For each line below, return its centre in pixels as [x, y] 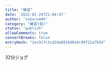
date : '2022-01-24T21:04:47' [35, 14]
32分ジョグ [17, 57]
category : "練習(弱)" [26, 24]
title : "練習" [19, 10]
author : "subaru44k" [27, 19]
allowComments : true [27, 33]
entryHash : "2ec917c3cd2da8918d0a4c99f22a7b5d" [55, 42]
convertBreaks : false [28, 38]
